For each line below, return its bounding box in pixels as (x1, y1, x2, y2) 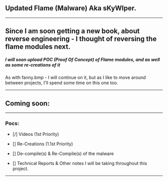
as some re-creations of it (5, 62, 60, 68)
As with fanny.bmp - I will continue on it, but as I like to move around (5, 75, 146, 81)
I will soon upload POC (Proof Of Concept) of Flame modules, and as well (5, 56, 160, 62)
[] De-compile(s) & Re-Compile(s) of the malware (12, 150, 114, 157)
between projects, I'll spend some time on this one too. (5, 80, 118, 86)
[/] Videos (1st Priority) (12, 131, 59, 137)
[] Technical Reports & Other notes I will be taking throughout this (12, 160, 147, 166)
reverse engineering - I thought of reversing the (5, 35, 157, 43)
